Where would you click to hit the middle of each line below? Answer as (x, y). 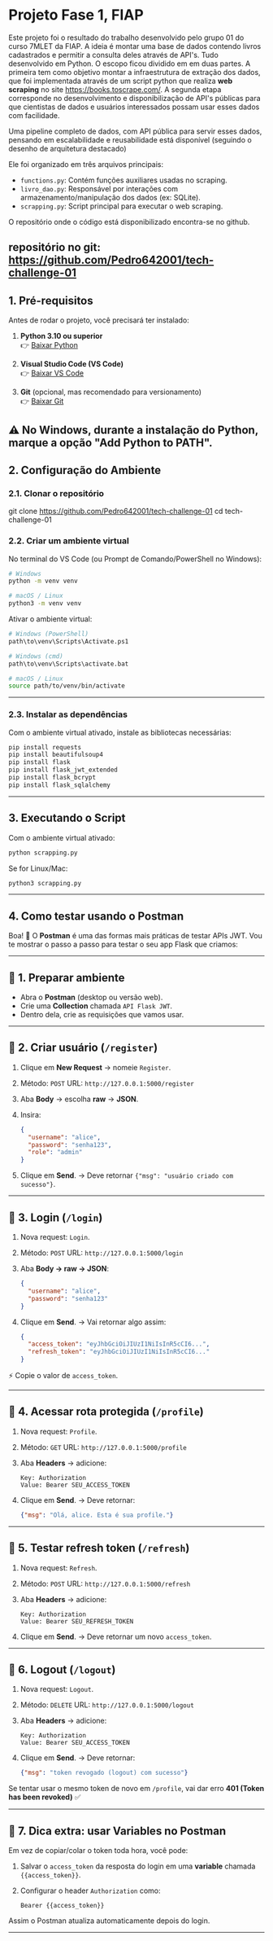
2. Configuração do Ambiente (85, 470)
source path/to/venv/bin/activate (67, 686)
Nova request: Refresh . (58, 1568)
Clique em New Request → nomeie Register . (95, 1067)
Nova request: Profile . (58, 1431)
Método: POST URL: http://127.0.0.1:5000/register (107, 1083)
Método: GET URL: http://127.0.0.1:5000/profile (103, 1447)
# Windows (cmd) (36, 656)
